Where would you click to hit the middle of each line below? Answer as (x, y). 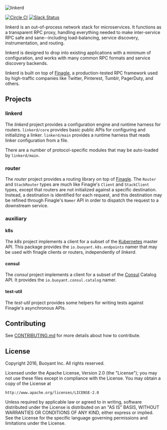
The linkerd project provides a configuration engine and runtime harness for (83, 124)
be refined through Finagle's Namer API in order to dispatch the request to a (82, 200)
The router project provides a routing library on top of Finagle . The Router (81, 179)
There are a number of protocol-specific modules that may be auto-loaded (82, 150)
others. (12, 83)
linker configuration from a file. (37, 140)
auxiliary (16, 218)
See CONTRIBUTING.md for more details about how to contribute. (73, 336)
